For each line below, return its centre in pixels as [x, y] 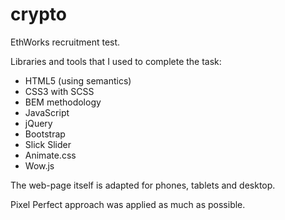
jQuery [38, 123]
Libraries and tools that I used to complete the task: [116, 61]
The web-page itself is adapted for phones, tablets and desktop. [143, 185]
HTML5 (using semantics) [78, 80]
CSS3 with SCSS [59, 91]
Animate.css [50, 155]
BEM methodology [63, 102]
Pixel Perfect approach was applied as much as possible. [128, 204]
